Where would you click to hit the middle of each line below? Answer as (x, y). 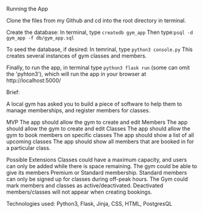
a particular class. (28, 148)
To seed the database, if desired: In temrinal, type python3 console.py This (99, 49)
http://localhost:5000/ (34, 80)
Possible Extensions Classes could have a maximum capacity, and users (97, 160)
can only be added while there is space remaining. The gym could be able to (102, 166)
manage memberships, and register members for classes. (78, 110)
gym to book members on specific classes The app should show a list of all (100, 135)
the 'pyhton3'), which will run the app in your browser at (76, 74)
